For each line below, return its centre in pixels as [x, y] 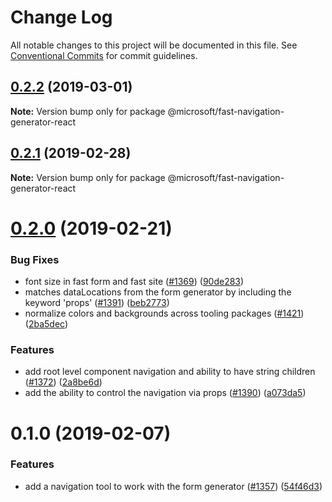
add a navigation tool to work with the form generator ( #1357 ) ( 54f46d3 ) [173, 486]
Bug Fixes [35, 259]
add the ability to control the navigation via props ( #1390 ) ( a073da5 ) [165, 393]
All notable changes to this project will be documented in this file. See [154, 45]
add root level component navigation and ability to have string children [170, 372]
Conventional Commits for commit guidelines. [104, 55]
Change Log [61, 17]
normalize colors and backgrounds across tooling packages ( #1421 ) [164, 313]
